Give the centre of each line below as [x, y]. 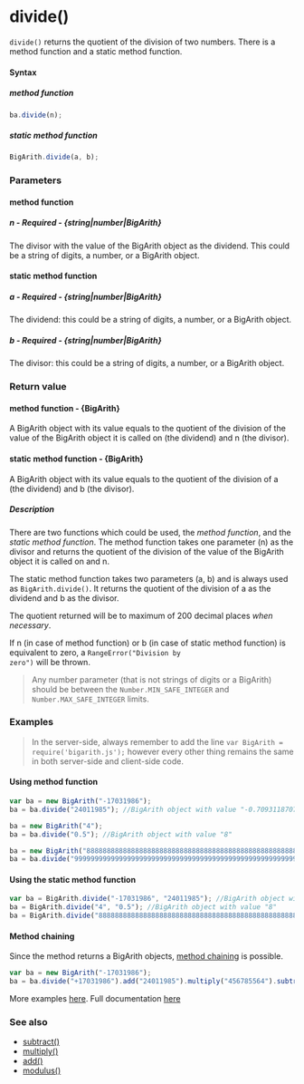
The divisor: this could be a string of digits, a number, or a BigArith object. [147, 363]
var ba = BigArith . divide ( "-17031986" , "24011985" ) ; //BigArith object [147, 899]
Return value [38, 387]
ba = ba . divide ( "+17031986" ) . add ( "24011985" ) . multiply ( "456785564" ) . [143, 982]
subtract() [41, 1042]
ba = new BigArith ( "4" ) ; [56, 826]
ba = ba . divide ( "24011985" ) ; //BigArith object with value [123, 809]
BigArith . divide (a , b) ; [54, 157]
